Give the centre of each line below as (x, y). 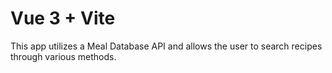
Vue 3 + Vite (63, 18)
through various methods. (63, 56)
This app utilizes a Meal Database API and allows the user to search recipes (166, 46)
